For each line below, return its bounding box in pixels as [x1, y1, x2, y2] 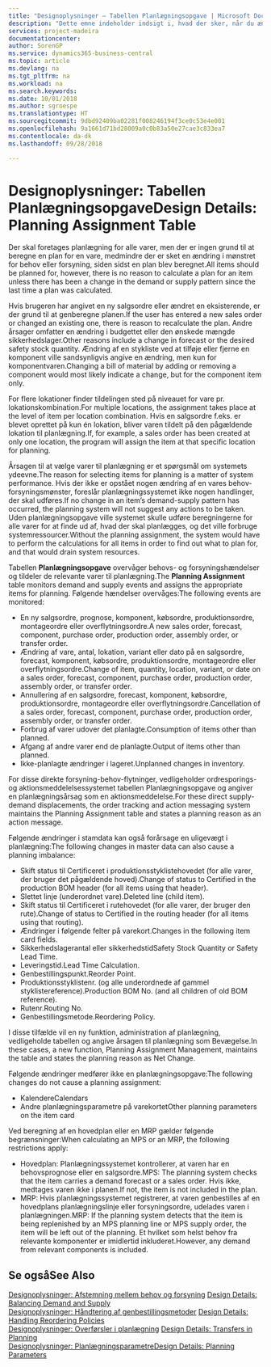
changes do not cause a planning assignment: [8, 1078, 161, 1087]
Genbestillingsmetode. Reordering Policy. [19, 1012, 156, 1022]
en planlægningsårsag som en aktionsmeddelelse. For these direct [8, 791, 227, 801]
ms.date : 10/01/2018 [8, 95, 78, 103]
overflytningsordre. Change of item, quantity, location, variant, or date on [19, 665, 261, 674]
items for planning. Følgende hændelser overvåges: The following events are [8, 589, 261, 598]
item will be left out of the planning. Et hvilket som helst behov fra [19, 1228, 238, 1238]
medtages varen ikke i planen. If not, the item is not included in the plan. [19, 1185, 258, 1195]
